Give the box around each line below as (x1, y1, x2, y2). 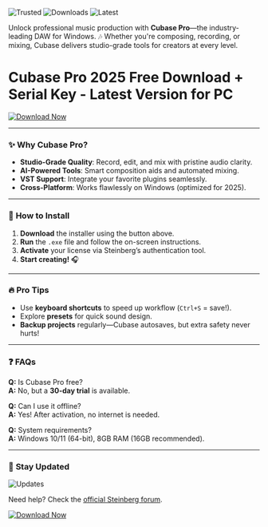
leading (8, 32, 33, 41)
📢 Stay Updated (8, 462, 70, 473)
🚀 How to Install (8, 210, 70, 221)
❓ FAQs (8, 356, 37, 367)
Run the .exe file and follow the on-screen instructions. (19, 236, 202, 247)
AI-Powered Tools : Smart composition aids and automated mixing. (19, 166, 239, 176)
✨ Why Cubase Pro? (8, 139, 89, 150)
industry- (209, 23, 239, 32)
